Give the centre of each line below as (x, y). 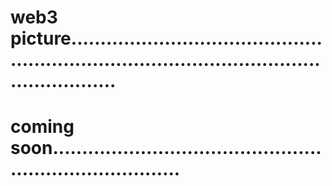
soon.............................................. (166, 148)
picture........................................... (166, 38)
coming (42, 127)
